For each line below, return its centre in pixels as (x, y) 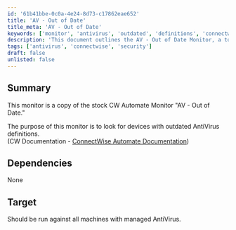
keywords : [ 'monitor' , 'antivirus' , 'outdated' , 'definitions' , (103, 33)
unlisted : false (31, 60)
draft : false (26, 53)
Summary (29, 88)
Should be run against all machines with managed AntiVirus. (94, 219)
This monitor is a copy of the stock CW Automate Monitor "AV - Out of (109, 105)
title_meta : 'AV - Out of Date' (54, 27)
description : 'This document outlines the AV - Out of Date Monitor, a (114, 40)
